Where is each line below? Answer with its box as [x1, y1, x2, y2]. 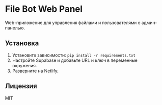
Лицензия [5, 82, 37, 90]
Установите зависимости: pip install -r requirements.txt [12, 52, 136, 58]
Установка [5, 39, 39, 48]
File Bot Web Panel [5, 3, 82, 15]
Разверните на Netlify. [12, 68, 59, 74]
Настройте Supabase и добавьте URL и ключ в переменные [12, 57, 138, 63]
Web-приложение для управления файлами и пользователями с [5, 20, 141, 26]
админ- [141, 20, 157, 26]
